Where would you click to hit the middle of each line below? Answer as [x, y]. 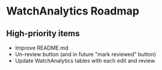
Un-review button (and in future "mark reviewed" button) [86, 54]
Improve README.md [42, 48]
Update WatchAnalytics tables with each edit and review [85, 61]
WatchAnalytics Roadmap [73, 11]
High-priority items [43, 33]
